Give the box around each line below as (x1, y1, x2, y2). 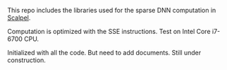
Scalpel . (7, 13, 31, 22)
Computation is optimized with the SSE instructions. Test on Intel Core (7, 28, 211, 35)
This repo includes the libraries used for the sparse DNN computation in (7, 6, 216, 14)
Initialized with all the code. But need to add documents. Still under (7, 49, 202, 57)
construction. (7, 56, 46, 64)
